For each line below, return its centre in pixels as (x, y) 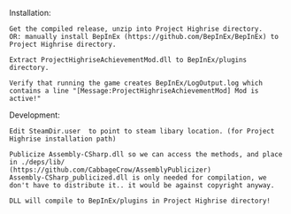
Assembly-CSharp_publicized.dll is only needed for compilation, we (138, 178)
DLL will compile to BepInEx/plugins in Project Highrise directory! (140, 201)
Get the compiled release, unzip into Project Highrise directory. (136, 29)
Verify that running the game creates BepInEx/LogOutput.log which (136, 83)
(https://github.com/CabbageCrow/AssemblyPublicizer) (111, 170)
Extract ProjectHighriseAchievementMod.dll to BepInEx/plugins (128, 60)
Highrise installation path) (63, 139)
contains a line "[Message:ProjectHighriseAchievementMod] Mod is (134, 91)
